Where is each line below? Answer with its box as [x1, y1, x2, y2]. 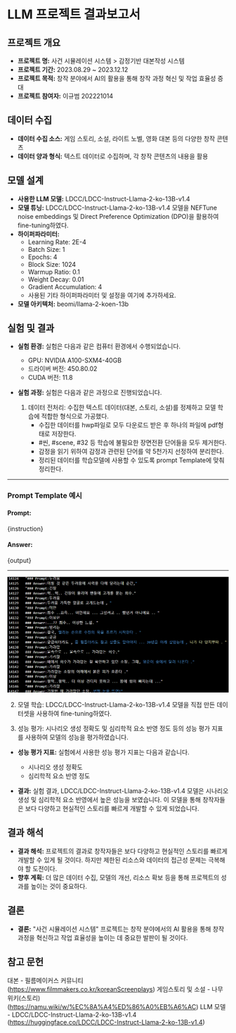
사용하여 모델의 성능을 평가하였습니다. [25, 733, 129, 742]
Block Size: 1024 [27, 260, 77, 268]
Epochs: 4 [27, 253, 58, 261]
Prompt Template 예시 [7, 490, 83, 500]
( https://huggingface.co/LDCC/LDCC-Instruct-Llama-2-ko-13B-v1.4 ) [7, 1018, 205, 1026]
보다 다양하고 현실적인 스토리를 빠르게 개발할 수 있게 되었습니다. [25, 804, 199, 813]
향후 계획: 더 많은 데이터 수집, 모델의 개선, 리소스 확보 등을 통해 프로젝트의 [17, 873, 220, 882]
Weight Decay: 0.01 [27, 275, 84, 284]
